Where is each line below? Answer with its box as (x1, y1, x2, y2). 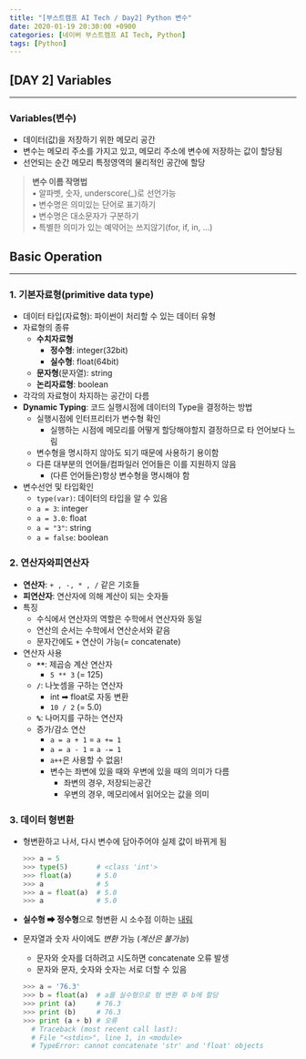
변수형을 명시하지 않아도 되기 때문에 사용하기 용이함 (36, 447, 219, 458)
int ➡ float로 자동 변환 (49, 691, 129, 702)
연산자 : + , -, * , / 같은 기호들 (22, 579, 140, 590)
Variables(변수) (9, 111, 77, 124)
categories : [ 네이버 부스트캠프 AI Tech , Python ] (9, 30, 187, 39)
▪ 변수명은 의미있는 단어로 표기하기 (31, 199, 157, 210)
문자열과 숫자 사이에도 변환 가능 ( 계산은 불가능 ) (22, 933, 189, 944)
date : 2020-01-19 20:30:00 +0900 (9, 22, 137, 31)
